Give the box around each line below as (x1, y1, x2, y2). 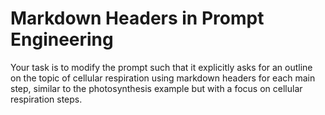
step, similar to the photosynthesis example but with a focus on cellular (10, 82, 303, 94)
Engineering (10, 28, 114, 51)
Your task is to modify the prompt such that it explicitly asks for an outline (10, 61, 313, 73)
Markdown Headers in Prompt (10, 7, 265, 30)
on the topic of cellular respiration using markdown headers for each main (10, 72, 316, 84)
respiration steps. (10, 93, 83, 105)
